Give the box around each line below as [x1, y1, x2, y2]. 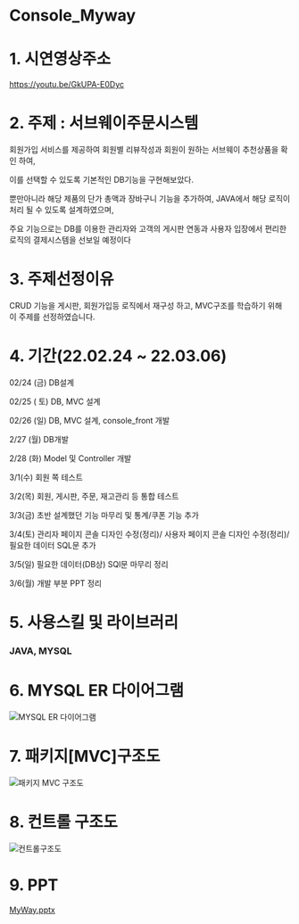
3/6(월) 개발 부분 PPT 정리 [9, 577, 103, 589]
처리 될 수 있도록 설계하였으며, [9, 204, 114, 215]
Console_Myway [9, 5, 137, 26]
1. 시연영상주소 [9, 49, 112, 70]
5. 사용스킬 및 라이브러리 [9, 613, 179, 633]
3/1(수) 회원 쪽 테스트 [9, 472, 83, 483]
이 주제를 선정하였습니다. [9, 311, 96, 322]
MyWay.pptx [9, 904, 55, 915]
